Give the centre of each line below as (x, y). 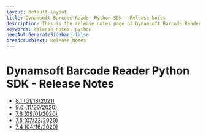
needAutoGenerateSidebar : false (48, 35)
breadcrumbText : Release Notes (46, 40)
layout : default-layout (37, 12)
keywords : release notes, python (49, 29)
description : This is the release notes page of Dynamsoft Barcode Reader (104, 23)
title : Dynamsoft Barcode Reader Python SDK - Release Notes (86, 18)
